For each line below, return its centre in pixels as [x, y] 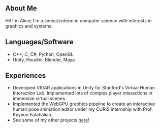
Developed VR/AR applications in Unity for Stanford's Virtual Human [84, 88]
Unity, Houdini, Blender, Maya [44, 59]
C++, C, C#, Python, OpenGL [43, 54]
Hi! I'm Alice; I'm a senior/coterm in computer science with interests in [78, 20]
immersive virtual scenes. [39, 99]
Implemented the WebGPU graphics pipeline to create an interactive [84, 104]
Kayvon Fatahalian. [33, 115]
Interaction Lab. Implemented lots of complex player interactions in [83, 93]
